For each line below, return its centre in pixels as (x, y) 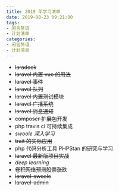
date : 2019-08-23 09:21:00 (40, 17)
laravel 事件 (29, 81)
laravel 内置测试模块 (39, 96)
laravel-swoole (33, 176)
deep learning (32, 162)
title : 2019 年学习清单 (33, 12)
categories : (21, 39)
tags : (13, 23)
